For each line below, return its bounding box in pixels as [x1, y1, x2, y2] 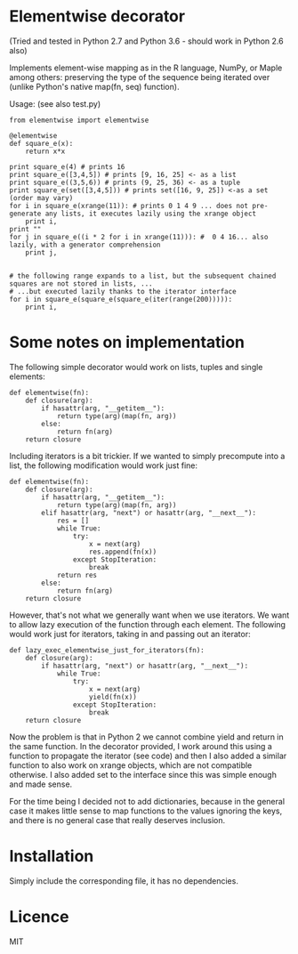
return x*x [25, 147, 66, 156]
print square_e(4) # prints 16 [9, 162, 125, 171]
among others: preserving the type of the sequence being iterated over [9, 71, 270, 82]
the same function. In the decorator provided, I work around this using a [9, 740, 273, 751]
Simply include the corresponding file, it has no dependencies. [9, 875, 238, 886]
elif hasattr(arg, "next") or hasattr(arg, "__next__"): [41, 508, 256, 517]
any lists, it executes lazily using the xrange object [44, 209, 256, 218]
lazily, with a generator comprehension [9, 240, 162, 249]
